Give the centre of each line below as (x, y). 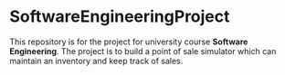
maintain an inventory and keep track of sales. (96, 61)
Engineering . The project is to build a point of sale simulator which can (143, 51)
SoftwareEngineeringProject (120, 17)
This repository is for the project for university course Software (129, 42)
